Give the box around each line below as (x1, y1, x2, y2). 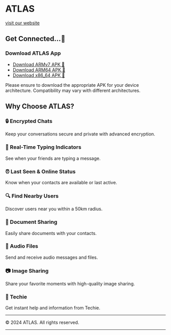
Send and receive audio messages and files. (5, 254, 98, 260)
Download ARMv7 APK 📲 (12, 61, 65, 68)
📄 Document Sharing (5, 219, 58, 226)
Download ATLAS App (5, 50, 61, 57)
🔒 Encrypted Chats (5, 117, 52, 124)
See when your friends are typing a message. (5, 155, 101, 161)
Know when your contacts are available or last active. (5, 179, 118, 185)
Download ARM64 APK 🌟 (12, 66, 66, 73)
